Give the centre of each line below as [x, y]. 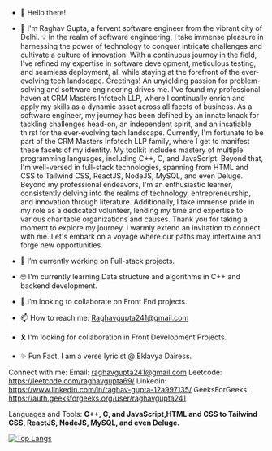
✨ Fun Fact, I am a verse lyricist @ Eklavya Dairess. [106, 356]
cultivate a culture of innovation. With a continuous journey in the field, [138, 55]
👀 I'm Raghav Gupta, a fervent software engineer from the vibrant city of [141, 28]
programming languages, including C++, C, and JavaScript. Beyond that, [142, 158]
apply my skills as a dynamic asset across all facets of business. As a [136, 107]
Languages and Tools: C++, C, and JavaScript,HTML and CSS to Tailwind [133, 414]
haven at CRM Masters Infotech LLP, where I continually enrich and [132, 98]
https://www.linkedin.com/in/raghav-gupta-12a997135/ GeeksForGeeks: [129, 390]
